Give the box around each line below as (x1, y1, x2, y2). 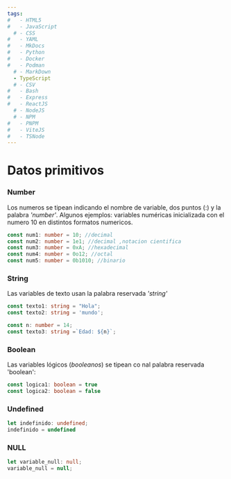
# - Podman (7, 62, 45, 69)
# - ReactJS (7, 101, 49, 108)
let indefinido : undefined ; (7, 420, 89, 427)
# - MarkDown (13, 68, 51, 75)
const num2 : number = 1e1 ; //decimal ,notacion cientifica (7, 237, 182, 245)
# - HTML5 (7, 17, 42, 24)
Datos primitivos (7, 162, 104, 178)
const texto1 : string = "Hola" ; (7, 303, 101, 310)
